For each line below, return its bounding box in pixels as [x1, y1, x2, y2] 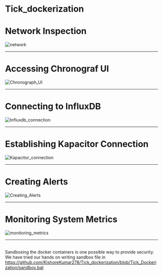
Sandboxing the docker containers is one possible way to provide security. [5, 249, 154, 255]
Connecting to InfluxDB [5, 101, 101, 112]
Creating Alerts [5, 176, 68, 188]
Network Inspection [5, 26, 87, 37]
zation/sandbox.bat [5, 264, 44, 270]
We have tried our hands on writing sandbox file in [5, 254, 106, 260]
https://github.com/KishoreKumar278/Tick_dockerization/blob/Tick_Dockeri [5, 259, 157, 265]
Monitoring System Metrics [5, 214, 118, 225]
